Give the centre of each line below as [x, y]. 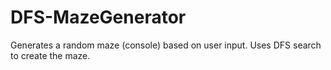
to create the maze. [50, 55]
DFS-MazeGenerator [98, 17]
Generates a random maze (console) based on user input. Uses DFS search [166, 45]
